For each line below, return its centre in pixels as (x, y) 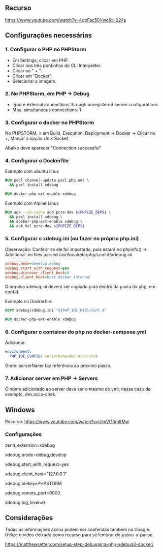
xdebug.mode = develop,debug (33, 263)
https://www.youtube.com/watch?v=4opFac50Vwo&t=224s (66, 20)
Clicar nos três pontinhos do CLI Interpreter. (57, 65)
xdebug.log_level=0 (25, 502)
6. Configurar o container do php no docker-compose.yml (76, 332)
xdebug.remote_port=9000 (33, 493)
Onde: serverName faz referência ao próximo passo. (58, 366)
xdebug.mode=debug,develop (36, 455)
